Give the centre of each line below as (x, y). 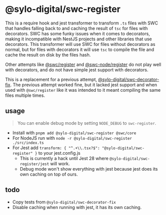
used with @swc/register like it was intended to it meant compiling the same (83, 90)
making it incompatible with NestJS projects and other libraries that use (79, 39)
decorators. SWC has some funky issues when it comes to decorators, (78, 33)
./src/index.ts (28, 143)
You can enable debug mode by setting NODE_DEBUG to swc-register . (87, 123)
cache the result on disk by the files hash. (48, 55)
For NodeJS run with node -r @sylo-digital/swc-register (72, 138)
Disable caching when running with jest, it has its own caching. (77, 207)
